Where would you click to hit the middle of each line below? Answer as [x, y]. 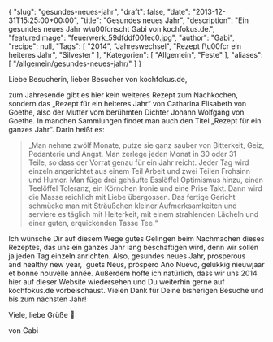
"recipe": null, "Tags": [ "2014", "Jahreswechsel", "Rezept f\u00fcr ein [125, 46]
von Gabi [24, 331]
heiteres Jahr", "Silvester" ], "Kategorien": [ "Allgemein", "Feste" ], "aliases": [136, 55]
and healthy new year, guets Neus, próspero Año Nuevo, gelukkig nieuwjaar [136, 264]
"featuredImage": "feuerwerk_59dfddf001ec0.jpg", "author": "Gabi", [122, 37]
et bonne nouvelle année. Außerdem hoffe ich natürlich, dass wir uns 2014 [133, 273]
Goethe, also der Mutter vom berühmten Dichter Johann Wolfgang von [126, 112]
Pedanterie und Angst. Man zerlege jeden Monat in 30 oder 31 [132, 154]
